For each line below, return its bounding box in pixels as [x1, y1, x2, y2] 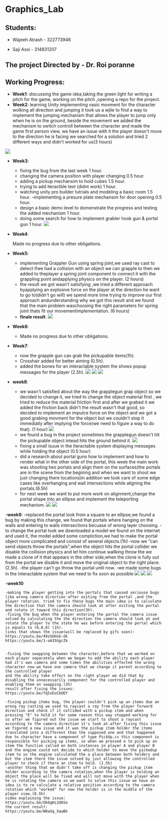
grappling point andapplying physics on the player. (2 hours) [19, 276, 144, 282]
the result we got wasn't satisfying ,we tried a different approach [19, 281, 153, 287]
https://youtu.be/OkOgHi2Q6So [5, 800, 68, 805]
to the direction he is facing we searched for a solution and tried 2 [12, 133, 148, 139]
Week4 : [12, 231, 29, 237]
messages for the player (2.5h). [19, 369, 85, 375]
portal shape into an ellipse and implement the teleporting [19, 496, 139, 502]
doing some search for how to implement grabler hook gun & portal [19, 215, 158, 221]
